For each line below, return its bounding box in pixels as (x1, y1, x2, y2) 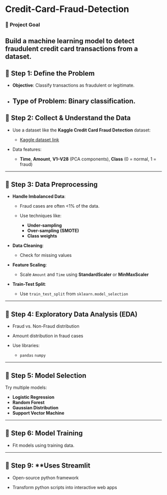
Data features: (12, 146, 42, 152)
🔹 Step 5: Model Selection (5, 371, 86, 379)
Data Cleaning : (12, 243, 44, 248)
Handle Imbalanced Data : (12, 193, 66, 200)
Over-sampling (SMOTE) (27, 228, 80, 234)
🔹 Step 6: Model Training (5, 429, 83, 438)
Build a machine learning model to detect (5, 36, 135, 45)
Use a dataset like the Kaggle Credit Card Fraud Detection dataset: (12, 127, 151, 133)
